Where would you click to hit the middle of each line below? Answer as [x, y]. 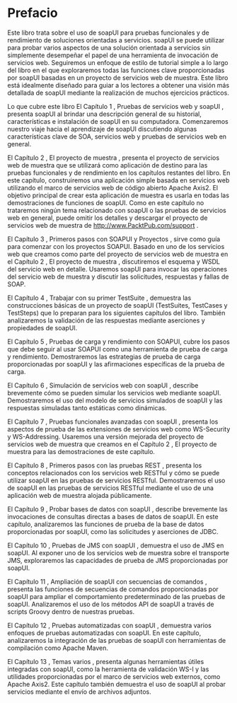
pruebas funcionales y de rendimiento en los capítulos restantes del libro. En [119, 173]
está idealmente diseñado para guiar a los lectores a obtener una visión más [118, 85]
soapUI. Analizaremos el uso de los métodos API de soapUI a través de [111, 604]
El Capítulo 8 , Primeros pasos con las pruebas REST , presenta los [105, 465]
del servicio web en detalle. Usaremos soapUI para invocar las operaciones [117, 269]
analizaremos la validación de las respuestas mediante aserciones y [106, 320]
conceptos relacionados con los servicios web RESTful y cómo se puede [114, 472]
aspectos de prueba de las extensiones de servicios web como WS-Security [119, 429]
